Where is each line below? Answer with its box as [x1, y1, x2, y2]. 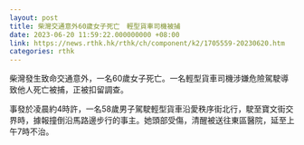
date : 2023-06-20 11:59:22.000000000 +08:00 [9, 30, 180, 39]
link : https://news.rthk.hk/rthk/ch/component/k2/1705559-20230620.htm [9, 38, 285, 48]
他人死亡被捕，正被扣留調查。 [16, 84, 128, 95]
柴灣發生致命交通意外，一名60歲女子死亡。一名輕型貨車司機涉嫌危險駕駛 [9, 73, 281, 84]
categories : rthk [9, 47, 75, 56]
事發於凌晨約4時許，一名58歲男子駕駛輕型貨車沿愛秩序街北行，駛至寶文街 [9, 103, 287, 114]
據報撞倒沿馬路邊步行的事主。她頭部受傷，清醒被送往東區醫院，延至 [33, 115, 287, 126]
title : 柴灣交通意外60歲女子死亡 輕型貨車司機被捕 [9, 22, 181, 31]
